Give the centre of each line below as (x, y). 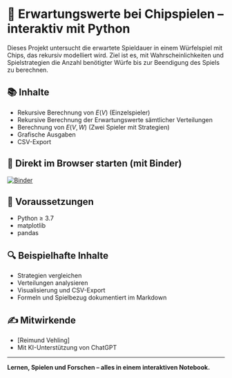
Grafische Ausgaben (46, 135)
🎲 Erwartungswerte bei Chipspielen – (116, 14)
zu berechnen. (28, 70)
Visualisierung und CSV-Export (61, 290)
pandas (28, 233)
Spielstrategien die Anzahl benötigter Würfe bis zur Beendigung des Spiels (113, 62)
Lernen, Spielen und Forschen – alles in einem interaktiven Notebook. (109, 367)
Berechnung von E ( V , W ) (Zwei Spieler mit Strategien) (94, 127)
